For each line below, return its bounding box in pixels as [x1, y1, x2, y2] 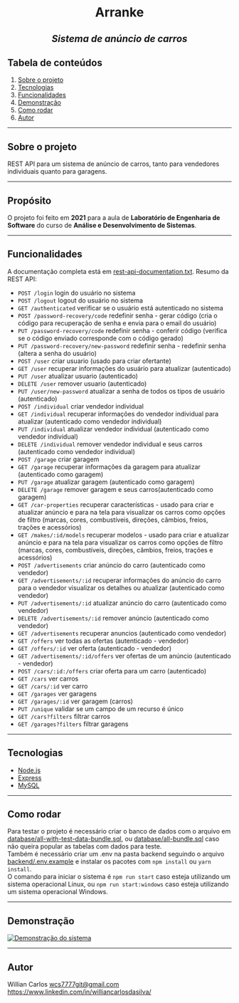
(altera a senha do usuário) [17, 349, 97, 357]
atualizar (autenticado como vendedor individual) [17, 417, 162, 426]
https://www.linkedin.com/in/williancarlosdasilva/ [7, 987, 152, 997]
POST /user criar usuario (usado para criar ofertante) [17, 357, 172, 365]
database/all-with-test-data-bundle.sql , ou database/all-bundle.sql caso [7, 834, 220, 844]
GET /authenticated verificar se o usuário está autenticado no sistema [17, 303, 224, 312]
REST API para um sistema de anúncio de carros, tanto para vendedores [7, 159, 220, 168]
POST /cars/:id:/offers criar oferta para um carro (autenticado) [17, 666, 207, 675]
